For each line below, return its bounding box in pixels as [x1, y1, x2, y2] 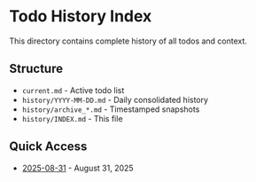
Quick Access [9, 139, 88, 154]
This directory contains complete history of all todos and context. [9, 36, 248, 46]
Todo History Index [9, 6, 152, 27]
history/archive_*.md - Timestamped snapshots [21, 104, 200, 115]
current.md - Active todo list [21, 84, 125, 95]
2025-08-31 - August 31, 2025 [21, 162, 135, 173]
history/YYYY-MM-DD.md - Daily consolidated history [21, 94, 209, 105]
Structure [9, 61, 64, 76]
